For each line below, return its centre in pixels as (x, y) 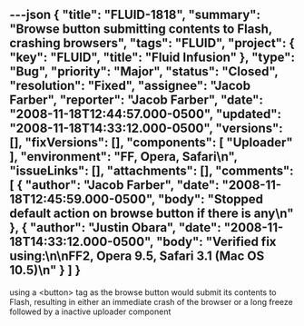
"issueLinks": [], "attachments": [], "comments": (152, 171)
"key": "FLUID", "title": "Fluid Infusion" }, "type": (152, 58)
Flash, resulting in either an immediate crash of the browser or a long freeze (151, 301)
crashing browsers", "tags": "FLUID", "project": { (152, 43)
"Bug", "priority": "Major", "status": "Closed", (144, 72)
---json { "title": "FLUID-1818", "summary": (135, 15)
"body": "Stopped (210, 199)
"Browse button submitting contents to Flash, (141, 30)
